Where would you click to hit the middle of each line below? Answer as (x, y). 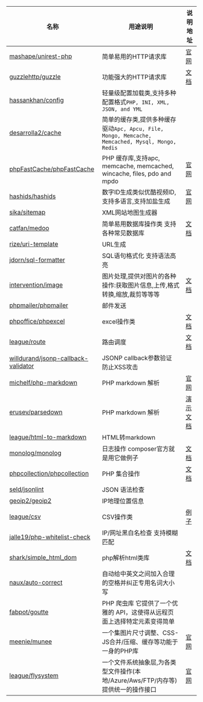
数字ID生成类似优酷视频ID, (139, 192)
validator (22, 366)
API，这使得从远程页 (145, 612)
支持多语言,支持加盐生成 (136, 201)
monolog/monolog (35, 453)
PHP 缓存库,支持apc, (131, 158)
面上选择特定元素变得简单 (138, 621)
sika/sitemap (27, 212)
